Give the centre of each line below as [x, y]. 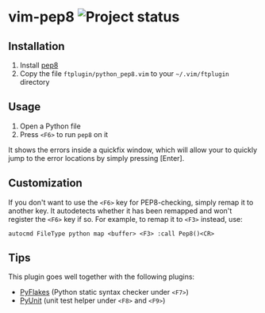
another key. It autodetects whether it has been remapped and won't [120, 211]
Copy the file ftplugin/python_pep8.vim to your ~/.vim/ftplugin [124, 74]
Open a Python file [50, 126]
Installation [36, 46]
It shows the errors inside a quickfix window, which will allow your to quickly [133, 150]
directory [35, 82]
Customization [46, 183]
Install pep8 [39, 65]
